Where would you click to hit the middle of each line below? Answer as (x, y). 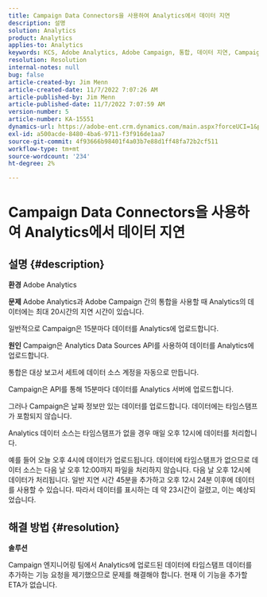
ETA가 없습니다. (33, 584)
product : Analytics (41, 38)
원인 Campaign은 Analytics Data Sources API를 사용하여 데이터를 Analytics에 (131, 345)
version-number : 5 (39, 112)
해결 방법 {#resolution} (64, 527)
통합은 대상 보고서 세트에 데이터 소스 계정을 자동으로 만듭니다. (104, 373)
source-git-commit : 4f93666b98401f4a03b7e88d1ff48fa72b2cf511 (113, 141)
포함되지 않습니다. (44, 416)
